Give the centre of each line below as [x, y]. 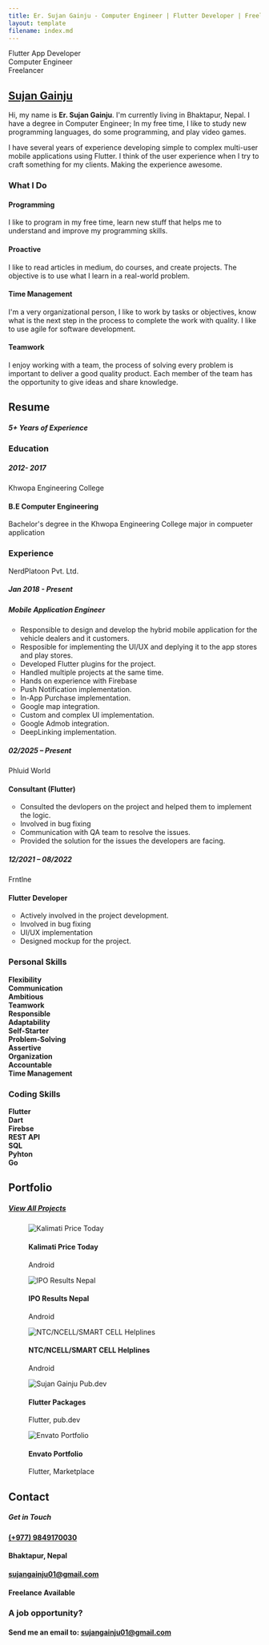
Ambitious [26, 996]
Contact [29, 1497]
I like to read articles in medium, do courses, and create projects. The [123, 267]
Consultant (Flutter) [42, 789]
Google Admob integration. [64, 723]
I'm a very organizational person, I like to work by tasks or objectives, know [132, 312]
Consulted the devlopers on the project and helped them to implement [136, 807]
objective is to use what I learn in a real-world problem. [99, 276]
